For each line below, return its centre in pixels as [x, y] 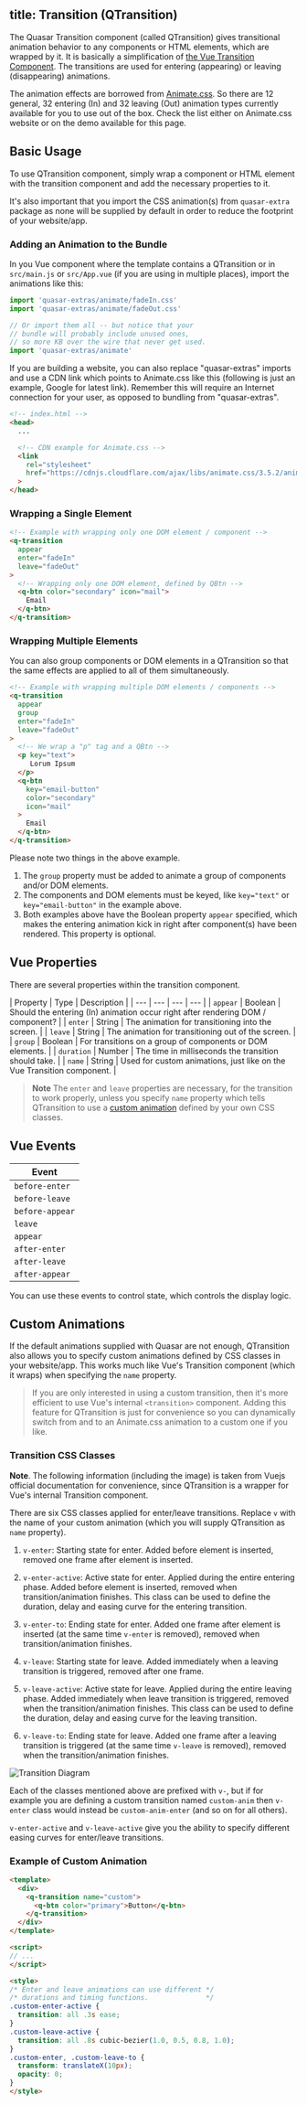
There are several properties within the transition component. [125, 984]
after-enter [40, 1249]
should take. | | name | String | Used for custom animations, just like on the [148, 1061]
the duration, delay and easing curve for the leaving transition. [140, 1717]
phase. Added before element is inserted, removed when [130, 1587]
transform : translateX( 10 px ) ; [75, 2066]
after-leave [40, 1261]
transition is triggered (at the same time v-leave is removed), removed [154, 1745]
